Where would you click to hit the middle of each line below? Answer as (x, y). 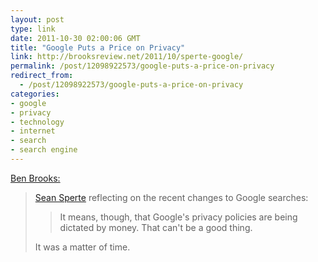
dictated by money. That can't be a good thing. (156, 227)
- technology (37, 122)
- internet (33, 131)
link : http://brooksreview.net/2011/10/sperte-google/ (127, 57)
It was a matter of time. (82, 247)
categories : (35, 94)
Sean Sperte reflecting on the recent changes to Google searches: (171, 197)
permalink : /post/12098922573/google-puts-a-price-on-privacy (142, 66)
